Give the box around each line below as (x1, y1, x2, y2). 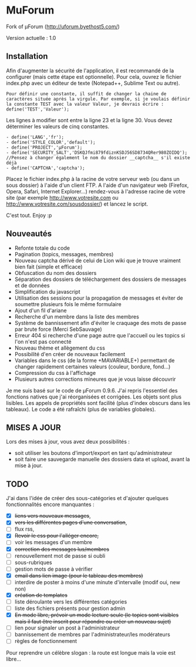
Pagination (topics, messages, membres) (14, 250, 114, 257)
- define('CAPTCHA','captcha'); (6, 165, 85, 171)
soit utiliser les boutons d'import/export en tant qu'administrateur (14, 450, 173, 457)
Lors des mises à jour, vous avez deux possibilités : (6, 438, 130, 445)
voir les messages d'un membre (14, 539, 93, 546)
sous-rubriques (14, 559, 52, 566)
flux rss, (14, 525, 35, 532)
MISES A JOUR (6, 423, 61, 433)
